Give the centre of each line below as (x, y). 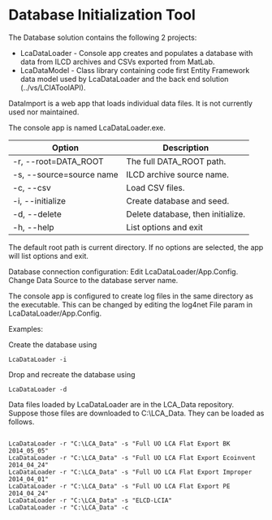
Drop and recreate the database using (72, 374)
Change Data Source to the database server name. (93, 280)
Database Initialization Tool (102, 15)
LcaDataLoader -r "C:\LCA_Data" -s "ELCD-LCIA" (91, 501)
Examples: (26, 329)
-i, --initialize (39, 200)
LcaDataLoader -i (38, 359)
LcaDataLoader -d (38, 389)
